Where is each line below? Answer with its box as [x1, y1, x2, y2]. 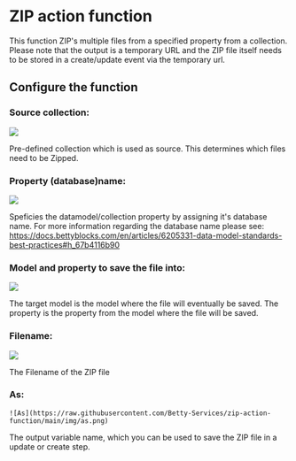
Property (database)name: [9, 174, 127, 187]
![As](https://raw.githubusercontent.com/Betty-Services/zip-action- [9, 409, 272, 418]
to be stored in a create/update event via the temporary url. [9, 54, 226, 65]
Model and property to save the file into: [9, 261, 186, 273]
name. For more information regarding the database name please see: [9, 220, 264, 231]
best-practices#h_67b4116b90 [9, 239, 121, 250]
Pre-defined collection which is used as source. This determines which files [9, 143, 286, 154]
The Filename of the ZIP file [9, 366, 111, 377]
